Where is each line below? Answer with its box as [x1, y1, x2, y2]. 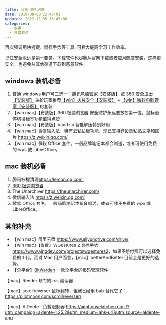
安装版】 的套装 [21, 103, 53, 109]
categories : [5, 21, 30, 26]
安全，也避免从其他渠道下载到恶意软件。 [5, 61, 87, 67]
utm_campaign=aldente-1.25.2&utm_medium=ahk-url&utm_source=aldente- [5, 309, 160, 315]
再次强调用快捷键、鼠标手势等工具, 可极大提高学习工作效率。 [5, 44, 129, 50]
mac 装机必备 [5, 162, 46, 171]
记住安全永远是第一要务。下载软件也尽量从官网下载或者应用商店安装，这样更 [5, 55, 161, 61]
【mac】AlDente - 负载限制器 [5, 304, 65, 310]
